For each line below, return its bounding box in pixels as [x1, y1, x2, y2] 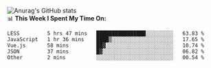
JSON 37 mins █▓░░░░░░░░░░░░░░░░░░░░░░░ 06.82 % [7, 48, 205, 55]
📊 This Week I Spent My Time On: [7, 14, 107, 22]
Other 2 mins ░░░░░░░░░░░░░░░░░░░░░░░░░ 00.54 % [7, 54, 205, 61]
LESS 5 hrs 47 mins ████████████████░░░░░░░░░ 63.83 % [7, 30, 205, 37]
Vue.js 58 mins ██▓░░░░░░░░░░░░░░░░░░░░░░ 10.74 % [7, 42, 205, 49]
